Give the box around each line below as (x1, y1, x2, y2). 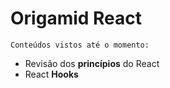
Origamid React (10, 7, 143, 30)
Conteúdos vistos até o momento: (10, 40, 150, 50)
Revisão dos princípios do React (24, 57, 160, 69)
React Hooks (24, 68, 79, 80)
